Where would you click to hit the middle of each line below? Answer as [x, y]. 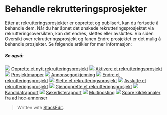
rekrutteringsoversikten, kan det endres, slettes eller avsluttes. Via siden [79, 33]
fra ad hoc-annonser [26, 98]
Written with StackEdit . [41, 107]
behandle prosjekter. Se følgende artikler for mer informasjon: [69, 44]
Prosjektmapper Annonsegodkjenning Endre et [66, 74]
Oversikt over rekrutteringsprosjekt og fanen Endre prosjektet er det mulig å [83, 39]
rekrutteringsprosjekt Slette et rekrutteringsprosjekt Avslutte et [76, 80]
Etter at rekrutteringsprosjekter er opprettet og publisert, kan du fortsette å [82, 23]
